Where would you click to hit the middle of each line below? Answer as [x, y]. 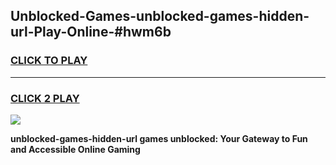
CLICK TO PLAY [49, 61]
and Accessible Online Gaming [75, 149]
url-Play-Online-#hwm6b [91, 32]
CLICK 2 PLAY [45, 98]
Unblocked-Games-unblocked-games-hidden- [160, 16]
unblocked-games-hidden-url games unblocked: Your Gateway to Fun [159, 138]
